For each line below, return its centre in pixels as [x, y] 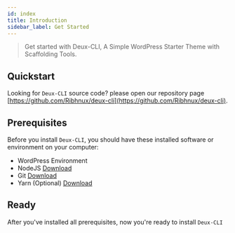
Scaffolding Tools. [51, 54]
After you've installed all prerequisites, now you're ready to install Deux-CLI [115, 222]
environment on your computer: [53, 147]
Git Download [37, 175]
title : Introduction [38, 20]
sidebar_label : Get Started [48, 27]
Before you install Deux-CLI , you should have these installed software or [110, 140]
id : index [22, 14]
